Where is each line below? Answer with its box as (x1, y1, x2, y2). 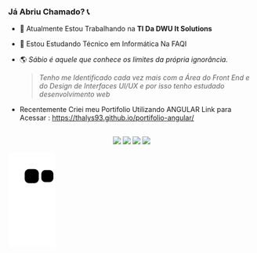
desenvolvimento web (38, 89, 110, 99)
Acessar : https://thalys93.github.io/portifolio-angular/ (19, 113, 194, 123)
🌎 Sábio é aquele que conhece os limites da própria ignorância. (19, 55, 229, 64)
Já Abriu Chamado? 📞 (8, 6, 90, 17)
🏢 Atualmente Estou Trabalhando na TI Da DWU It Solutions (19, 24, 213, 34)
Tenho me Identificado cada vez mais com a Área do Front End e (38, 73, 250, 82)
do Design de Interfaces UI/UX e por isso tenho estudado (38, 81, 225, 91)
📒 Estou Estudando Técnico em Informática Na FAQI (19, 39, 187, 49)
